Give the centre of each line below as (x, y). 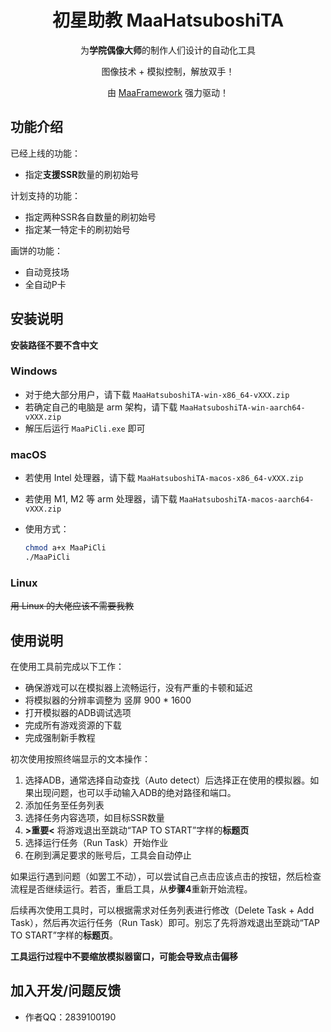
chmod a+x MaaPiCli (65, 548)
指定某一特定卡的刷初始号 (77, 229)
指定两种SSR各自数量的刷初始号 (90, 217)
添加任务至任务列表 (64, 805)
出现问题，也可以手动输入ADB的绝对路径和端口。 (135, 793)
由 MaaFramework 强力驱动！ (168, 92)
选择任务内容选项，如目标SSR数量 (94, 818)
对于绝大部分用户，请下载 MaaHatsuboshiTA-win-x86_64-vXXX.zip (157, 394)
